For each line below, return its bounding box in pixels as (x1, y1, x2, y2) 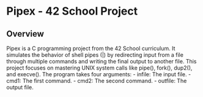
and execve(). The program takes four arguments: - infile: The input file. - (6, 71, 191, 77)
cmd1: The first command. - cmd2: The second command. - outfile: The (6, 77, 187, 84)
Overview (6, 29, 45, 39)
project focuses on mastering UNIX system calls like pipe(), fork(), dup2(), (6, 64, 193, 71)
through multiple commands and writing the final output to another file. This (6, 58, 197, 65)
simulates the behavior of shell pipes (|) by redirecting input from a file (6, 51, 183, 59)
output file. (6, 84, 34, 91)
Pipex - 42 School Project (6, 4, 138, 18)
